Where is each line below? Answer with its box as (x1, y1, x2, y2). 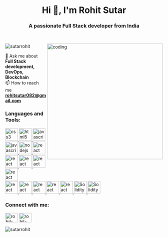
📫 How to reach (5, 80, 39, 86)
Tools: (5, 116, 21, 123)
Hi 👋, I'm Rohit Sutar (41, 4, 126, 16)
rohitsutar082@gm (5, 92, 46, 98)
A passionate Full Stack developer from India (28, 22, 139, 29)
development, (5, 63, 35, 69)
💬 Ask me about (5, 53, 38, 59)
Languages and (5, 110, 44, 117)
